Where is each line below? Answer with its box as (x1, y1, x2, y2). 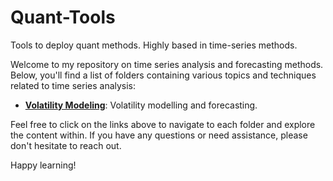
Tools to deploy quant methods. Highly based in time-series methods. (10, 39, 298, 51)
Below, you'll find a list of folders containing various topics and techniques (10, 69, 317, 81)
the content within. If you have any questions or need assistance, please (10, 129, 308, 141)
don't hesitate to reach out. (10, 139, 122, 151)
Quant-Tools (10, 6, 116, 29)
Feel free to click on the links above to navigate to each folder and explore (10, 118, 316, 130)
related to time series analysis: (10, 79, 137, 91)
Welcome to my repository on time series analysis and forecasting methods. (10, 58, 324, 70)
